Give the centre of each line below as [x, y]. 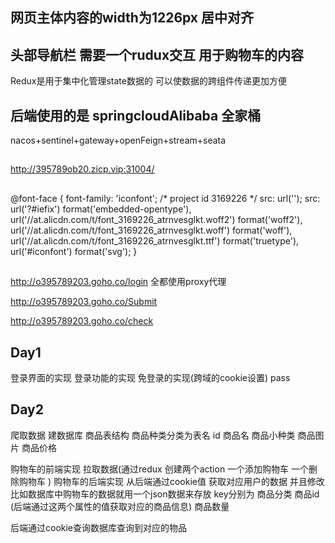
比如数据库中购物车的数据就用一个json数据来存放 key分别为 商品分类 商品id [165, 494]
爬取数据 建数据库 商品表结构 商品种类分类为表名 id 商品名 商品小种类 [153, 435]
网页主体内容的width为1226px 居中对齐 [132, 18]
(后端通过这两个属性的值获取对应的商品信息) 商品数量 [120, 506]
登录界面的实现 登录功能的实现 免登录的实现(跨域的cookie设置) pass [150, 377]
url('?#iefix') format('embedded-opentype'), [101, 209]
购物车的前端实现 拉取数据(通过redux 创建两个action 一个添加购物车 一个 [160, 469]
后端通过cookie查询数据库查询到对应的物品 [99, 527]
